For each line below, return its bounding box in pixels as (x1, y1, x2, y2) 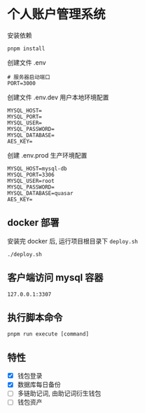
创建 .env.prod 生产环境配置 (7, 151, 88, 159)
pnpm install (7, 45, 46, 52)
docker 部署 (7, 217, 60, 229)
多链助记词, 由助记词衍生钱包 (17, 389, 102, 398)
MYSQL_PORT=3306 (7, 171, 55, 178)
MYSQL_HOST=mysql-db (7, 165, 68, 172)
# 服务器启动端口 (7, 73, 50, 81)
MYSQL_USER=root (7, 177, 55, 184)
